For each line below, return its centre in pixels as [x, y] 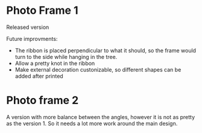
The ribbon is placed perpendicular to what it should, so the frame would [106, 50]
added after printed [39, 76]
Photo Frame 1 [42, 11]
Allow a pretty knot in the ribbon [55, 63]
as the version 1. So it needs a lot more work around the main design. [92, 123]
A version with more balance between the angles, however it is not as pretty [101, 117]
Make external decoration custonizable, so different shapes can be [98, 69]
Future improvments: [32, 39]
